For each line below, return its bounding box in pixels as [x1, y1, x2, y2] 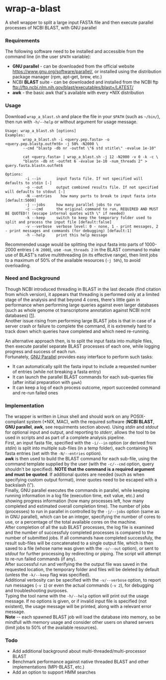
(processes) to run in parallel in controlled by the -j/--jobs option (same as [5, 509, 160, 515]
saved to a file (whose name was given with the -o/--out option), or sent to [5, 545, 159, 551]
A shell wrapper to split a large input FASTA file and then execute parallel [5, 19, 154, 25]
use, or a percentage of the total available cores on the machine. [5, 519, 137, 525]
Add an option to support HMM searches [12, 669, 96, 676]
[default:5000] [5, 198, 37, 203]
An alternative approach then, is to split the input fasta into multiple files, [5, 338, 153, 344]
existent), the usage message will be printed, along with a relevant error [5, 604, 152, 609]
